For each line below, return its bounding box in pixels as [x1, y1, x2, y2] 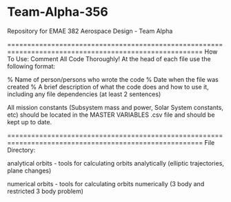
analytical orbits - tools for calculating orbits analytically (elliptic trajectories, [7, 159, 224, 167]
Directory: [7, 146, 36, 154]
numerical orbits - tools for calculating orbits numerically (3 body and [7, 179, 205, 188]
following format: [7, 62, 56, 70]
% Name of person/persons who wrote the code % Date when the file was [7, 75, 219, 83]
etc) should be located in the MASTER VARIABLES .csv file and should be [7, 111, 215, 119]
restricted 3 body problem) [7, 187, 84, 195]
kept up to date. [7, 117, 52, 126]
